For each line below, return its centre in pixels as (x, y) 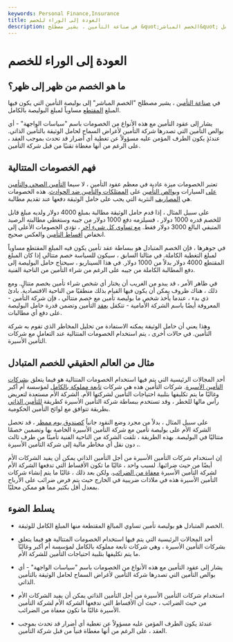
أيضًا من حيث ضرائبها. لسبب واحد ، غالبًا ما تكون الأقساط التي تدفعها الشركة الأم (110, 465)
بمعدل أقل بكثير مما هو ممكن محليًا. (54, 487)
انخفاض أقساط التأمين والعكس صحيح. (57, 234)
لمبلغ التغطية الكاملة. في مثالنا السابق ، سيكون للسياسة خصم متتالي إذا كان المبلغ (112, 255)
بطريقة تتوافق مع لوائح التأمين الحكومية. (59, 409)
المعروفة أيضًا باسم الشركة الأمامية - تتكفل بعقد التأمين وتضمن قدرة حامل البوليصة (114, 305)
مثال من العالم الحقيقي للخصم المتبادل (81, 363)
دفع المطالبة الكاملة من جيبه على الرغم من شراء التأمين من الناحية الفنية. (102, 270)
